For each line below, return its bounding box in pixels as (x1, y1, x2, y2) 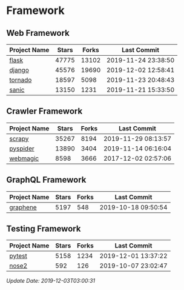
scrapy (9, 134, 29, 143)
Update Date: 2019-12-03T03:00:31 (6, 277, 96, 285)
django (9, 66, 29, 74)
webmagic (9, 154, 39, 163)
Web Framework (6, 28, 70, 38)
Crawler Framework (6, 106, 83, 116)
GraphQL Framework (6, 175, 87, 185)
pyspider (9, 144, 34, 152)
